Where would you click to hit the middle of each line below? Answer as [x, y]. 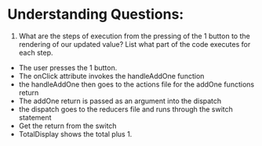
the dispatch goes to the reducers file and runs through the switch [126, 109]
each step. [36, 52]
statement [35, 117]
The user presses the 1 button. [68, 67]
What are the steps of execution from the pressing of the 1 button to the [134, 36]
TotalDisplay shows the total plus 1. [75, 134]
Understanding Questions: [96, 14]
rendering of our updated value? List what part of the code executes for [135, 44]
